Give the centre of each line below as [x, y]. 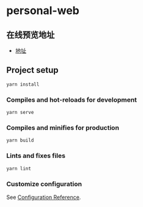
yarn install [23, 84]
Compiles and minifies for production [63, 128]
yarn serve [20, 113]
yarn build [20, 141]
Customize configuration [44, 184]
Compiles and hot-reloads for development [72, 100]
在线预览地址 [31, 35]
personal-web [43, 11]
